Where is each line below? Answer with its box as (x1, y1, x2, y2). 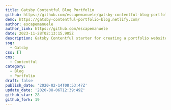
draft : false (5, 78, 33, 83)
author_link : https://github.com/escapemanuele (5, 26, 108, 31)
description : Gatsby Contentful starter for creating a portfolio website (5, 36, 167, 41)
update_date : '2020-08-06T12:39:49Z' (5, 87, 85, 93)
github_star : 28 (5, 92, 40, 97)
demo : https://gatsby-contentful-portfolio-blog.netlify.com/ (5, 17, 140, 22)
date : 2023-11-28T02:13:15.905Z (5, 31, 74, 36)
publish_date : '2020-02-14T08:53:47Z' (5, 83, 88, 88)
